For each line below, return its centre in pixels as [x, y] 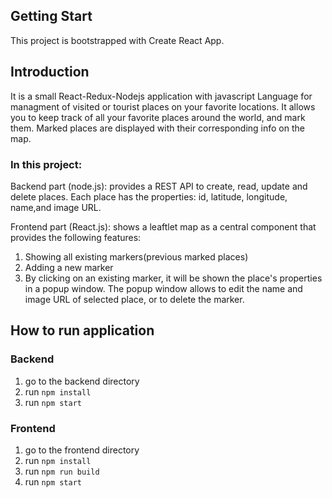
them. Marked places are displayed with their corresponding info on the [157, 128]
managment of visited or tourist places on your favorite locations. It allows [163, 106]
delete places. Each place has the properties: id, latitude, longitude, [149, 196]
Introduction [50, 72]
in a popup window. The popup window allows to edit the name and [163, 288]
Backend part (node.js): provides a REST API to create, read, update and [159, 186]
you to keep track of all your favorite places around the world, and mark [158, 117]
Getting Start [51, 16]
